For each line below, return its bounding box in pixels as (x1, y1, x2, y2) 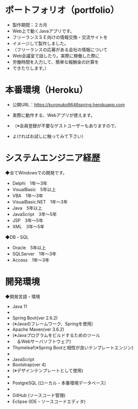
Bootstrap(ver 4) (12, 361, 46, 367)
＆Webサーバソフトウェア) (16, 338, 71, 344)
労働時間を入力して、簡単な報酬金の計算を (12, 59, 99, 65)
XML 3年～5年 (12, 223, 45, 229)
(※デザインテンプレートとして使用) (12, 367, 84, 373)
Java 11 (12, 303, 27, 309)
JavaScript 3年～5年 (12, 211, 57, 217)
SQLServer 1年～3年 (12, 251, 57, 256)
